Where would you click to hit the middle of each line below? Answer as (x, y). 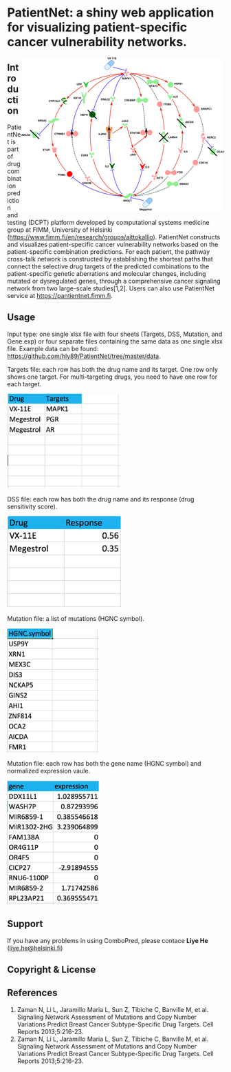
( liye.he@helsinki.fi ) (35, 948)
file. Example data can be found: (53, 348)
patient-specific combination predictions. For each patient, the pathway (109, 252)
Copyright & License (52, 970)
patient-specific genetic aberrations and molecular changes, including (107, 274)
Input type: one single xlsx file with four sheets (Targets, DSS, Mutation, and (115, 334)
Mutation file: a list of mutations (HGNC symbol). (76, 618)
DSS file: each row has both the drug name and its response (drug (101, 499)
